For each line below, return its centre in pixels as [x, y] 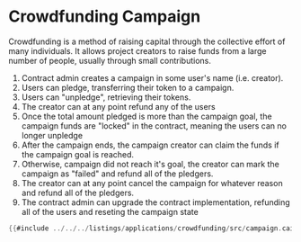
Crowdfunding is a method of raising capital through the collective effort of [147, 41]
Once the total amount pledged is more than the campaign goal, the [146, 116]
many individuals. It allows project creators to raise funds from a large [137, 50]
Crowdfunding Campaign [105, 17]
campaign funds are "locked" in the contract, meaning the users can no [154, 125]
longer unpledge [52, 135]
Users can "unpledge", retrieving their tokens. [106, 97]
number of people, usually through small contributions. [110, 60]
